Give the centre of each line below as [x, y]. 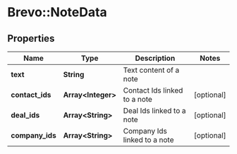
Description [155, 58]
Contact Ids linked [153, 90]
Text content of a [151, 70]
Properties [31, 38]
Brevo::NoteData [57, 12]
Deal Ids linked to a [154, 111]
